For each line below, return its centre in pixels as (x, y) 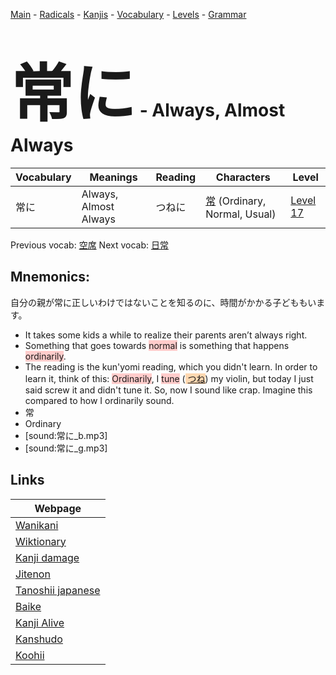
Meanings (113, 177)
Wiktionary (41, 541)
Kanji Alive (40, 622)
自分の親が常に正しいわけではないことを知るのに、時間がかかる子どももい (163, 302)
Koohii (30, 655)
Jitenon (33, 574)
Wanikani (37, 525)
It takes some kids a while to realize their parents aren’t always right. (166, 335)
